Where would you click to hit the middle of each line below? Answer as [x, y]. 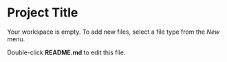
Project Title [43, 13]
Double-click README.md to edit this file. [66, 52]
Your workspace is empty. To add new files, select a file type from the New [113, 32]
